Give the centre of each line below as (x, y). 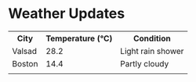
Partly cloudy (145, 63)
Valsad (25, 51)
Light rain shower (152, 51)
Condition (152, 38)
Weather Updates (67, 14)
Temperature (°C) (79, 38)
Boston (25, 63)
